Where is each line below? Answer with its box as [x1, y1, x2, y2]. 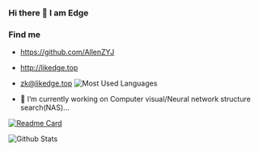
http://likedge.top [19, 63, 79, 73]
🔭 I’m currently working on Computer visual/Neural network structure [19, 94, 251, 104]
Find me [8, 28, 41, 40]
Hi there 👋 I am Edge [8, 7, 89, 19]
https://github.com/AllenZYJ [19, 48, 115, 57]
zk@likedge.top [19, 78, 73, 88]
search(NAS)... [19, 103, 70, 112]
